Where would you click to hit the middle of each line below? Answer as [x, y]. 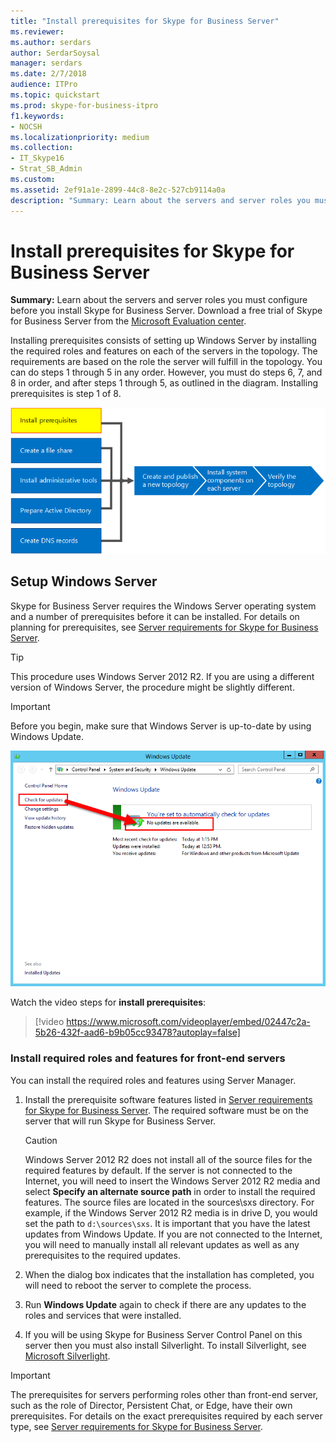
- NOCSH [26, 126]
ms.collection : [42, 148]
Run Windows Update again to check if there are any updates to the [165, 1304]
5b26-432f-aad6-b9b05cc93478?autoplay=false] [137, 1032]
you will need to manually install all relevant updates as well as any [162, 1244]
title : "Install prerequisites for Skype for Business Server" [145, 21]
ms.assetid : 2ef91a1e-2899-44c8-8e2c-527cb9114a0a [118, 190]
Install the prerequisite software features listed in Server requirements [168, 1099]
